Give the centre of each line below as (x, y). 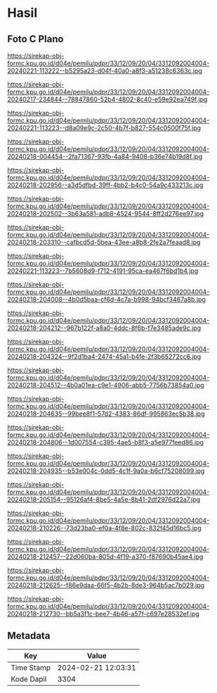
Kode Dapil (29, 679)
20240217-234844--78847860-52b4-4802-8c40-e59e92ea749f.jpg (107, 99)
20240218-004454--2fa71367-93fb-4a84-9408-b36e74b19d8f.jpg (105, 157)
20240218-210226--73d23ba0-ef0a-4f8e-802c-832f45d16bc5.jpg (104, 528)
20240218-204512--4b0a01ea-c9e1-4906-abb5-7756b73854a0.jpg (106, 385)
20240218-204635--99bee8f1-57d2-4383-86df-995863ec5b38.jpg (106, 414)
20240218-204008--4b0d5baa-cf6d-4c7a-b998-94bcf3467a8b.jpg (106, 299)
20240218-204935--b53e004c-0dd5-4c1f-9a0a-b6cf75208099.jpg (106, 471)
